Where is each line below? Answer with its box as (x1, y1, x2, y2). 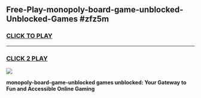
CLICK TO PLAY (6, 32, 53, 40)
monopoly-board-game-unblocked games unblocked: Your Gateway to (6, 78, 187, 86)
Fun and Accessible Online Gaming (6, 85, 95, 92)
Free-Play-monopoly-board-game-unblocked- (6, 5, 184, 15)
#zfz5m (80, 14, 109, 24)
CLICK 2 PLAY (6, 54, 48, 62)
